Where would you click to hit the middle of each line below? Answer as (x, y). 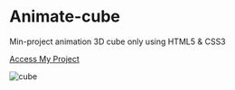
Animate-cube (65, 17)
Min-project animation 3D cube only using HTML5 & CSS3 (117, 41)
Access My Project (44, 58)
